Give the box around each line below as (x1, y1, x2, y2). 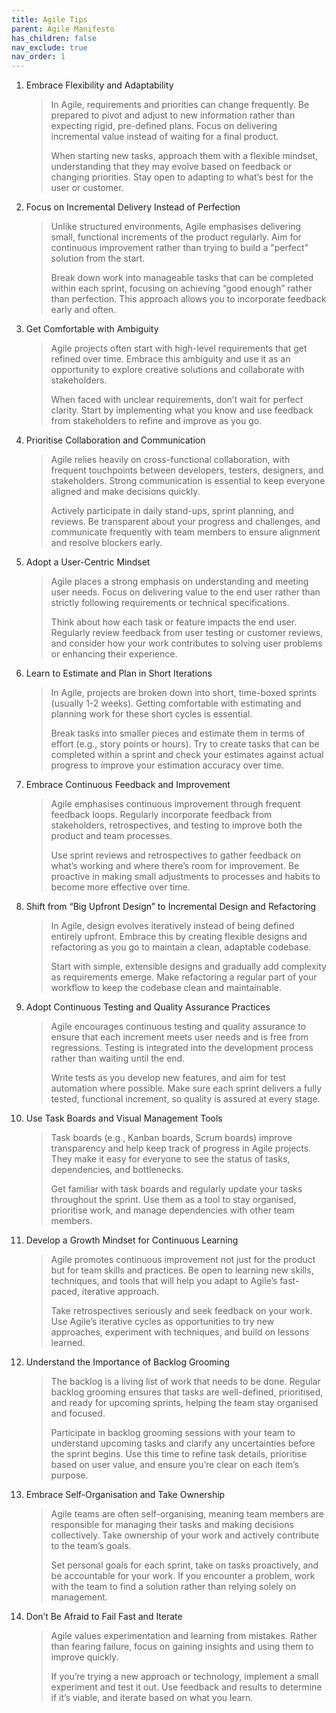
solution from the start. (50, 252, 146, 265)
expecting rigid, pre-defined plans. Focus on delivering (50, 120, 278, 132)
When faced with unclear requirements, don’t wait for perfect (50, 394, 304, 406)
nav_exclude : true (11, 42, 88, 53)
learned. (50, 1337, 86, 1349)
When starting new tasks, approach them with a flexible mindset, (50, 150, 319, 162)
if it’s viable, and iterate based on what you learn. (50, 1692, 254, 1704)
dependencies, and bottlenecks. (50, 1164, 184, 1176)
